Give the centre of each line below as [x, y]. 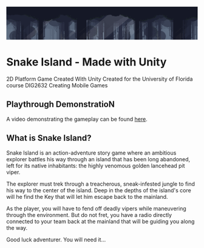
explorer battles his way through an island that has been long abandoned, [98, 159]
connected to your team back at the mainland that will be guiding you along [100, 221]
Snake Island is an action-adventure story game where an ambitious [91, 153]
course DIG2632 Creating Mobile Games [57, 85]
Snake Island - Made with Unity [87, 62]
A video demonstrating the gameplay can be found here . [77, 119]
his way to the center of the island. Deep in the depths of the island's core [99, 190]
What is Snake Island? [49, 138]
